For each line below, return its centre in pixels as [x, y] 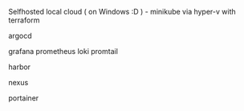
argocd [20, 36]
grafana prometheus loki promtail [63, 51]
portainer [24, 98]
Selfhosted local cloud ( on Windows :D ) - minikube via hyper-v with [122, 12]
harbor [19, 67]
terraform [24, 20]
